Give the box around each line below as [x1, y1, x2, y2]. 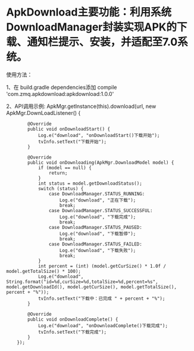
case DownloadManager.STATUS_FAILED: [48, 241, 143, 247]
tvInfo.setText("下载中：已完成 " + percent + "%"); [37, 296, 165, 302]
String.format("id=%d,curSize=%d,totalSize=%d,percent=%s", [6, 278, 159, 285]
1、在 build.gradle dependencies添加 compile [6, 83, 117, 91]
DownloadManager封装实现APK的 [6, 20, 177, 34]
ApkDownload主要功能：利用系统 [6, 5, 171, 19]
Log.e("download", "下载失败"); [59, 247, 136, 253]
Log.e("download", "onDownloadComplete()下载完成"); [37, 322, 168, 328]
